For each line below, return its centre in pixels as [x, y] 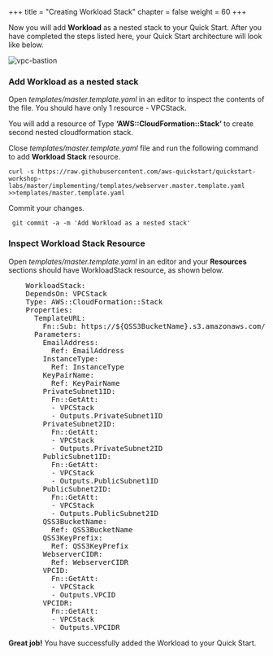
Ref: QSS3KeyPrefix [90, 546]
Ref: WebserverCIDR [90, 562]
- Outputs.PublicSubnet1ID [105, 481]
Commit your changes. [47, 208]
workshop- [25, 179]
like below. [26, 45]
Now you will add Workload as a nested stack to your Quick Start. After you [135, 27]
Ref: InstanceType [88, 367]
